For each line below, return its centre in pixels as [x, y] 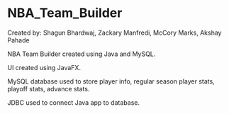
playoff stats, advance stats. [49, 89]
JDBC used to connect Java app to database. [74, 102]
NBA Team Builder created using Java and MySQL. [82, 54]
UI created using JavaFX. [44, 67]
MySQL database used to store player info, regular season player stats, [111, 81]
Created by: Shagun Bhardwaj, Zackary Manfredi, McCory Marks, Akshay [114, 33]
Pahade [18, 40]
